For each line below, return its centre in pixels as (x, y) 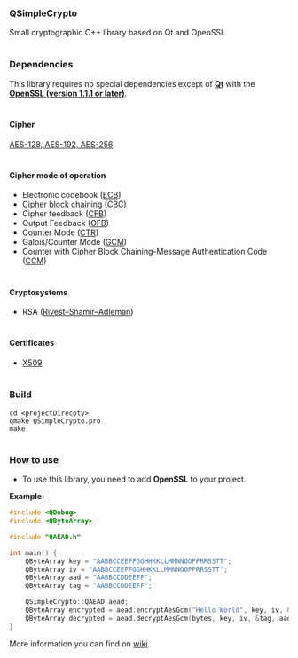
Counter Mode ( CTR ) (60, 232)
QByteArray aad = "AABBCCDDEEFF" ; (89, 578)
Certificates (32, 343)
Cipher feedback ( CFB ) (64, 214)
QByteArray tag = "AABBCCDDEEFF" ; (89, 586)
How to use (34, 459)
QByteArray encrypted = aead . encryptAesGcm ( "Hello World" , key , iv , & (158, 610)
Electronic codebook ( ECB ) (71, 195)
